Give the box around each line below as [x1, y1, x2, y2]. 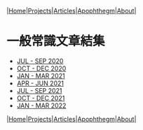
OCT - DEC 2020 [16, 64, 67, 73]
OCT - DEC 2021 [16, 94, 65, 102]
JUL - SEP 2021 [16, 86, 62, 94]
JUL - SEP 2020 [16, 57, 64, 65]
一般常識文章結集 [6, 34, 106, 49]
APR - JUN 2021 [16, 79, 64, 87]
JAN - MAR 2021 [16, 71, 65, 80]
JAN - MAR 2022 [16, 101, 67, 110]
